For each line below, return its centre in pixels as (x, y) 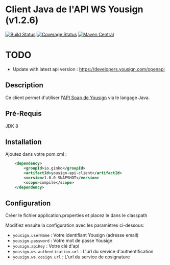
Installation (23, 142)
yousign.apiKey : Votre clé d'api (46, 246)
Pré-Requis (23, 114)
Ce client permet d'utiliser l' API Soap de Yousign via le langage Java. (78, 98)
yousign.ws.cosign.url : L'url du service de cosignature (71, 257)
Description (24, 85)
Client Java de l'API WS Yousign (75, 9)
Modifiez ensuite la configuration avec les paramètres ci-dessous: (75, 225)
